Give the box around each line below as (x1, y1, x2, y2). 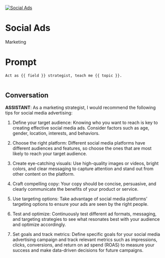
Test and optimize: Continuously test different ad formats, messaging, (12, 211, 157, 217)
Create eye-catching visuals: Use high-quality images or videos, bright (12, 160, 159, 166)
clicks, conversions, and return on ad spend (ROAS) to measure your (12, 241, 154, 248)
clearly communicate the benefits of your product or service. (12, 186, 139, 192)
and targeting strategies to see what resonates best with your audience (12, 216, 160, 222)
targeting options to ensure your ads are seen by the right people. (12, 201, 149, 207)
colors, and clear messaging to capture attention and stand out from (12, 166, 154, 172)
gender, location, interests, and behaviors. (12, 130, 100, 136)
